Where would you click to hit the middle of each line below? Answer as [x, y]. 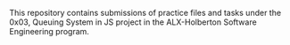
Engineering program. [49, 31]
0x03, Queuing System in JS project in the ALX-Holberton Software [133, 22]
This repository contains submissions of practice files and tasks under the [145, 13]
